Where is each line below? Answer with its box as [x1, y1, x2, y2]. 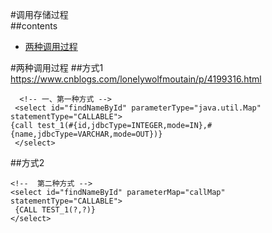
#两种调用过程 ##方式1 [10, 62, 104, 73]
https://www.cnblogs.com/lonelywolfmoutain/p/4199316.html [10, 73, 262, 85]
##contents [10, 20, 58, 32]
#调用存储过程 [10, 9, 69, 20]
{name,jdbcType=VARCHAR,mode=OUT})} [10, 129, 163, 139]
